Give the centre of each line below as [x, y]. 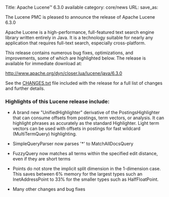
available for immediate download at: [44, 63]
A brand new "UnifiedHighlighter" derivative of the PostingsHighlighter [86, 113]
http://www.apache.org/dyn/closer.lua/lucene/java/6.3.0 [64, 73]
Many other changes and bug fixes [49, 189]
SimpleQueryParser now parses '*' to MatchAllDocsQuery [73, 144]
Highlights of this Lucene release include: [57, 102]
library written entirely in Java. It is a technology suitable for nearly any [79, 38]
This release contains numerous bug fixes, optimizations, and [69, 53]
